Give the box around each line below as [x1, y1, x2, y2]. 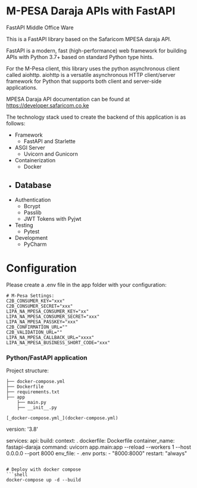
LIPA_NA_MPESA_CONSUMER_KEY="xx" [6, 308, 89, 314]
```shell [6, 471, 28, 478]
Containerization [14, 156, 56, 163]
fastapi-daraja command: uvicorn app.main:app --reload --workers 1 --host [6, 443, 192, 450]
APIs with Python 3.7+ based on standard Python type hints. [6, 53, 154, 60]
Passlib [23, 209, 42, 216]
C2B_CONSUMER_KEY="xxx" [6, 298, 65, 304]
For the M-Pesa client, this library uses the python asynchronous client [6, 64, 180, 72]
